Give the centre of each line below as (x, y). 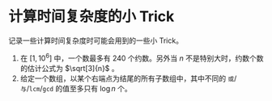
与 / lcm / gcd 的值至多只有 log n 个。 (76, 88)
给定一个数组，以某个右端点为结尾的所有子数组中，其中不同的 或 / (128, 78)
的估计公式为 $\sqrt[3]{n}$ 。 (69, 68)
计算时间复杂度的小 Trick (91, 17)
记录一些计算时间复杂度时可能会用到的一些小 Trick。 (96, 40)
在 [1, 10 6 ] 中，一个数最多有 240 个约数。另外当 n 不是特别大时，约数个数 (142, 57)
